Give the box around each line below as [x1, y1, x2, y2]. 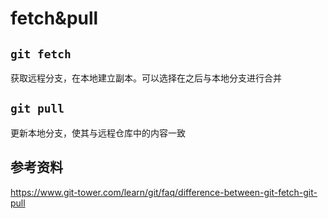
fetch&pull [10, 7, 99, 30]
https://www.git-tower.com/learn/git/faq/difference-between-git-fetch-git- [10, 186, 318, 198]
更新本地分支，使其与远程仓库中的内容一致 [10, 127, 186, 139]
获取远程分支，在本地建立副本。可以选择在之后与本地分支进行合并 [10, 72, 282, 84]
